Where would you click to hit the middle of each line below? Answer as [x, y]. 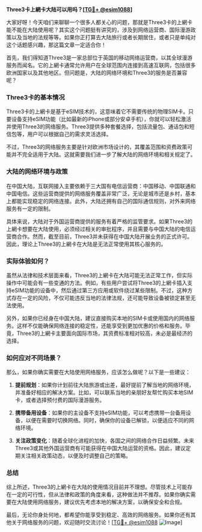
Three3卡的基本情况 [35, 97]
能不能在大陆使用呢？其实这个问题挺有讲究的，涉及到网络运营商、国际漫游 [98, 30]
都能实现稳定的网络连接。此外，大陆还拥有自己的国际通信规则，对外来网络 [103, 201]
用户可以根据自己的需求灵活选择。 [69, 134]
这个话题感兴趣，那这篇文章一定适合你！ [56, 45]
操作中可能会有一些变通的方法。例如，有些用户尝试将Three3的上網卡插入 [97, 283]
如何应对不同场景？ [34, 358]
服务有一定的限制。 [30, 208]
